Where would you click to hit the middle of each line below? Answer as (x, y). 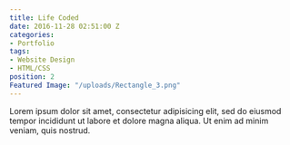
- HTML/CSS (30, 69)
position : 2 (32, 77)
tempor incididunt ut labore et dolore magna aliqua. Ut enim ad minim (139, 121)
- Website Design (42, 60)
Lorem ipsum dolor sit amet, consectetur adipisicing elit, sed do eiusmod (145, 111)
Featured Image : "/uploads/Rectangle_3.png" (95, 85)
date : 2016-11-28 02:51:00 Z (65, 26)
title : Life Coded (44, 18)
